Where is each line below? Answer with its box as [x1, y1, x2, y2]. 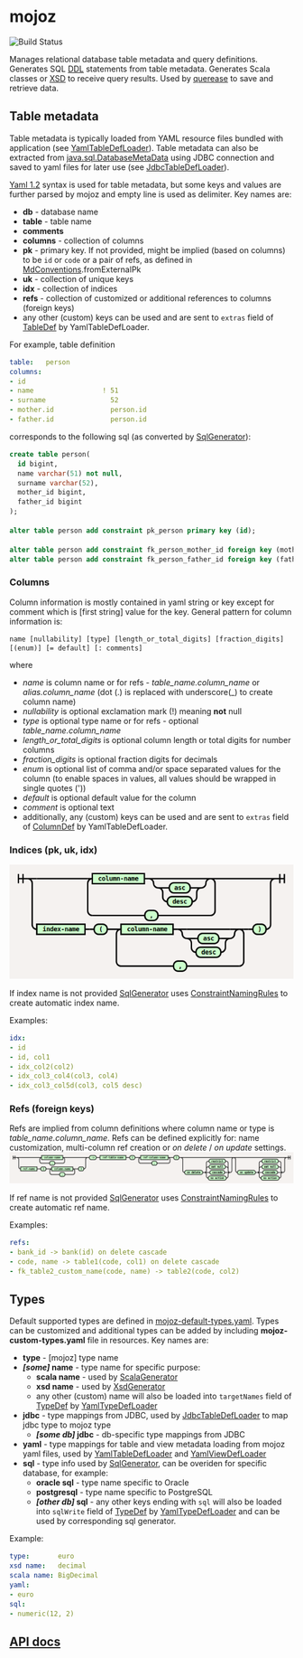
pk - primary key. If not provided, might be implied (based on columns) [22, 244, 286, 255]
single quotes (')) [22, 782, 87, 793]
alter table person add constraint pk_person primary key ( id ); [9, 526, 256, 535]
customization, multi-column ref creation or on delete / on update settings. [9, 1142, 287, 1154]
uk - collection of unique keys [22, 273, 133, 284]
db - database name [22, 206, 99, 217]
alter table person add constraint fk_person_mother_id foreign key [9, 545, 272, 554]
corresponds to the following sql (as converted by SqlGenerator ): [9, 431, 251, 442]
